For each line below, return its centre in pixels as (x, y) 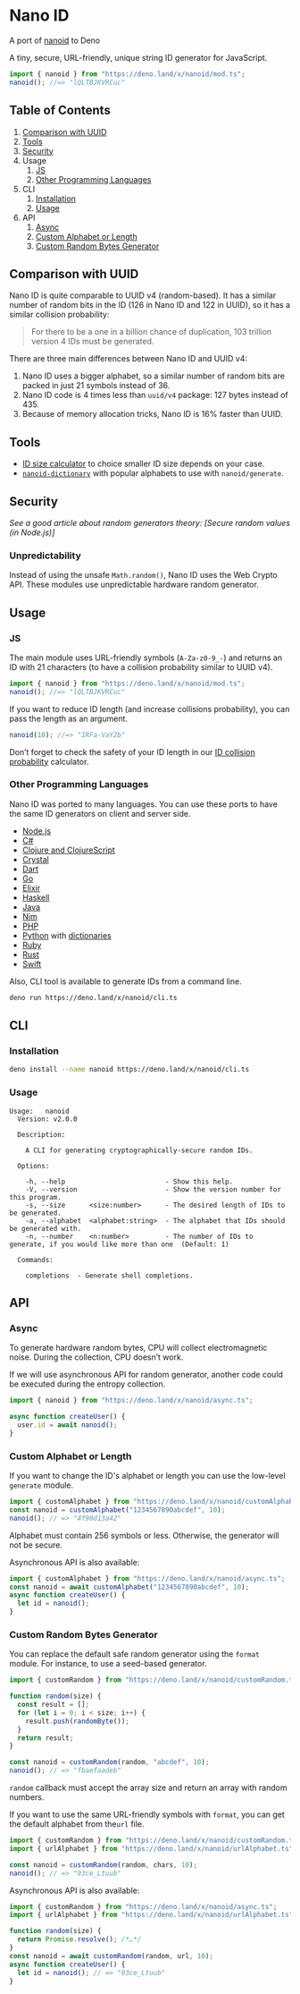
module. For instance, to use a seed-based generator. (108, 1664)
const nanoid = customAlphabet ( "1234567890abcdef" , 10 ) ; (117, 1510)
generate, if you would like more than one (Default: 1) (119, 1244)
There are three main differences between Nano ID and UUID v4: (129, 359)
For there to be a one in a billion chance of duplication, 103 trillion (151, 332)
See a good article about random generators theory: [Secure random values (150, 522)
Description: (42, 1134)
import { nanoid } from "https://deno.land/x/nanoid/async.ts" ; (131, 1401)
